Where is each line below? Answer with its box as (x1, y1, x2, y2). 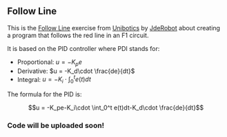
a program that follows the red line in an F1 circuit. (7, 31, 149, 39)
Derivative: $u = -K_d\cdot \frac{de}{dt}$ (17, 67, 135, 75)
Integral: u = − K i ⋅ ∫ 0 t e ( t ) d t (17, 74, 91, 85)
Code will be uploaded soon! (7, 120, 105, 130)
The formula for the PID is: (7, 90, 82, 98)
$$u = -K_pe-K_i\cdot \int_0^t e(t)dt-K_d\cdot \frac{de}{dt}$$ (28, 103, 204, 112)
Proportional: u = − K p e (17, 58, 83, 67)
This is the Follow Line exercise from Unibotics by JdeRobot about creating (7, 23, 221, 32)
